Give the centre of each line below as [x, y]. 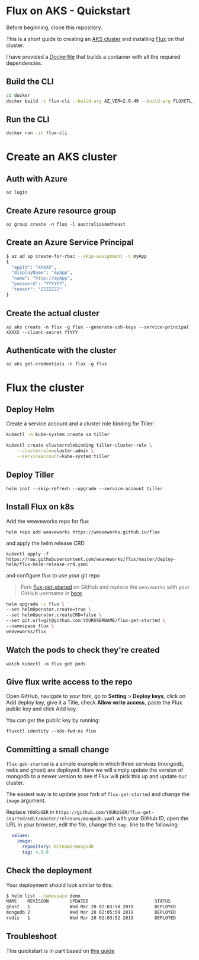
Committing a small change [58, 749]
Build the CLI [30, 82]
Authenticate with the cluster [61, 351]
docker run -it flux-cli [37, 133]
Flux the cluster [45, 388]
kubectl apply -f [28, 554]
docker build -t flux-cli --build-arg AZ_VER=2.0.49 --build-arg [88, 101]
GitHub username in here [51, 593]
